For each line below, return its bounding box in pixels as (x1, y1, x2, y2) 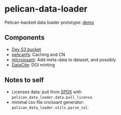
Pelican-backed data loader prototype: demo (4, 19, 94, 25)
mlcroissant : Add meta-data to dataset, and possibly (11, 57, 117, 63)
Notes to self (4, 76, 44, 84)
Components (4, 33, 45, 42)
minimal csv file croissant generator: (11, 99, 84, 105)
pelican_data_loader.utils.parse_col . (11, 104, 89, 110)
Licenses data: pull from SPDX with (11, 89, 82, 95)
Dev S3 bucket (11, 46, 42, 52)
